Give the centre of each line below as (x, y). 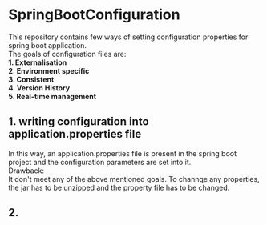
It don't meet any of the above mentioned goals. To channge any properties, (134, 179)
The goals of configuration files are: (67, 54)
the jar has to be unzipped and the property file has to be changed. (119, 187)
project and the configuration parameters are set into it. (100, 162)
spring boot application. (47, 45)
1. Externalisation (38, 62)
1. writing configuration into (79, 122)
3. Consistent (31, 79)
